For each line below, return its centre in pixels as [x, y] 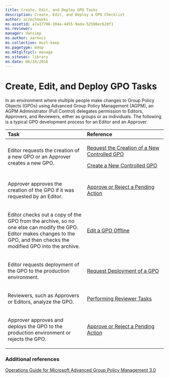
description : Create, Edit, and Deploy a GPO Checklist [65, 15]
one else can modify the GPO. [43, 228]
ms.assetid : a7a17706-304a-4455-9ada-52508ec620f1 [59, 24]
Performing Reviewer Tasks [119, 299]
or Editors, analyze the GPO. [41, 302]
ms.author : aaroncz [26, 38]
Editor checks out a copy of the [45, 215]
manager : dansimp [23, 33]
